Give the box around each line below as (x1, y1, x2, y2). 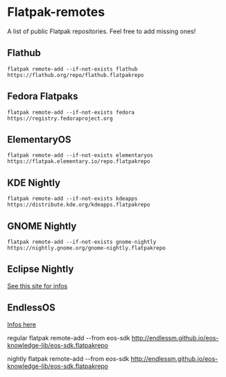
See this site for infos (7, 281, 68, 290)
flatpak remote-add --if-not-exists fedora (7, 109, 135, 116)
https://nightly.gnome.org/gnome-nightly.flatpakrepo (7, 245, 166, 252)
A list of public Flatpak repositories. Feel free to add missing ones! (7, 27, 196, 35)
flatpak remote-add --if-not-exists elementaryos (7, 152, 154, 159)
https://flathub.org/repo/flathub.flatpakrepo (7, 71, 144, 78)
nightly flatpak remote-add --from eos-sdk (7, 354, 130, 362)
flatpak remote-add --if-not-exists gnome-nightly (7, 238, 157, 245)
